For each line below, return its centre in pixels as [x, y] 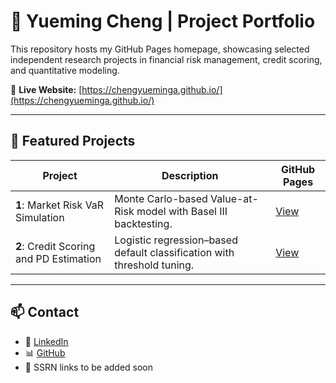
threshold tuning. [154, 265]
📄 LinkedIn [46, 341]
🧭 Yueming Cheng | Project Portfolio [163, 21]
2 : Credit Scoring [55, 246]
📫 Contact [45, 312]
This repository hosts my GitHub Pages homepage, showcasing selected [160, 49]
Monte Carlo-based [161, 198]
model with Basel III [182, 211]
